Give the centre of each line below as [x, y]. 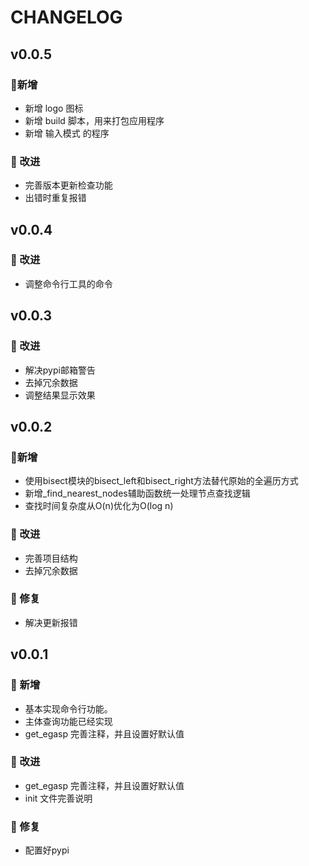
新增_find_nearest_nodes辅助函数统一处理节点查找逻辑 [137, 493]
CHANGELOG [66, 17]
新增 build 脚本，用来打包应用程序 [94, 120]
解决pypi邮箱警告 [60, 370]
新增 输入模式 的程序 [67, 133]
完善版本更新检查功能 [68, 185]
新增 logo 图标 [54, 108]
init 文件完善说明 [58, 798]
